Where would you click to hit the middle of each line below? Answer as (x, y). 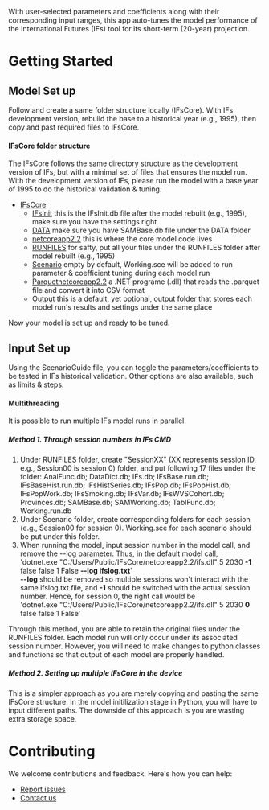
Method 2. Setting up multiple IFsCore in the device (96, 673)
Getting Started (61, 62)
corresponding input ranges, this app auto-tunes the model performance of (133, 20)
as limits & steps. (36, 384)
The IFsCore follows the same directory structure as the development (123, 163)
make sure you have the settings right (94, 222)
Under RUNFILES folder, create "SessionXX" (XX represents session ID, (138, 460)
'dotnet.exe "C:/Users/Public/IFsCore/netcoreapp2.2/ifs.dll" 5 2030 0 (135, 605)
